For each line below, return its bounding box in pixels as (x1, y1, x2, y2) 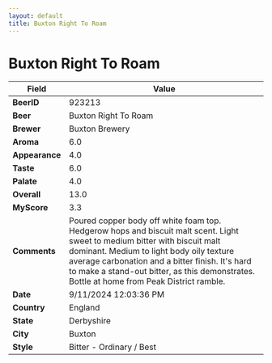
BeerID (12, 97, 40, 108)
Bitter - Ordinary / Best (68, 341, 156, 352)
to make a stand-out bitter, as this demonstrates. (68, 266, 255, 277)
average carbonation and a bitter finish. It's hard (68, 255, 253, 267)
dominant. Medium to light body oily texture (68, 246, 235, 257)
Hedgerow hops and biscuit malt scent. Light (68, 226, 239, 237)
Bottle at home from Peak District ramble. (68, 276, 226, 287)
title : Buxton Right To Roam (8, 19, 107, 27)
